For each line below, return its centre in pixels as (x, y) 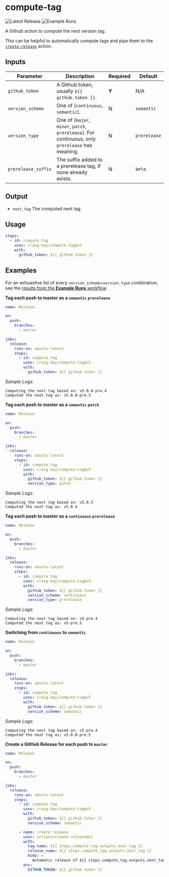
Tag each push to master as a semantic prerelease (58, 298)
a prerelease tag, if (79, 166)
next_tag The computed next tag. (47, 209)
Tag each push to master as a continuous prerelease (60, 516)
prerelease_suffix (30, 169)
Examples (21, 270)
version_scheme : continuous (57, 595)
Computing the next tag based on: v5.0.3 (49, 503)
